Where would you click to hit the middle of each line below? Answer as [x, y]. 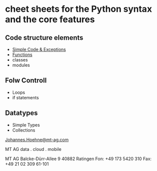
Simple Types [26, 125]
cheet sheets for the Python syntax [79, 9]
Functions [22, 55]
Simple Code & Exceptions [39, 49]
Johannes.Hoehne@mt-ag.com [37, 140]
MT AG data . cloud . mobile [33, 149]
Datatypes [21, 113]
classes [20, 60]
